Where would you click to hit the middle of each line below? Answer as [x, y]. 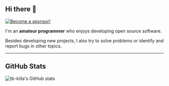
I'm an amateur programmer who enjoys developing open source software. [83, 31]
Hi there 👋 [21, 9]
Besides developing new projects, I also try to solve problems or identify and [84, 40]
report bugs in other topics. [33, 46]
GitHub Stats [26, 66]
